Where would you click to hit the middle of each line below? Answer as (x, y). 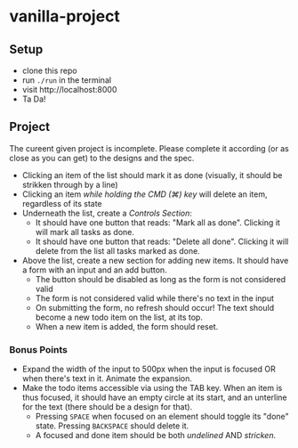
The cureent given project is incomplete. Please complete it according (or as (149, 148)
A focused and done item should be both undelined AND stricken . (156, 436)
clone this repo (49, 70)
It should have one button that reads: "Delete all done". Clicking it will (162, 241)
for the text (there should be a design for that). (107, 407)
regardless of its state (62, 203)
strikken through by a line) (70, 184)
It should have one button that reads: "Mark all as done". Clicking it (157, 222)
